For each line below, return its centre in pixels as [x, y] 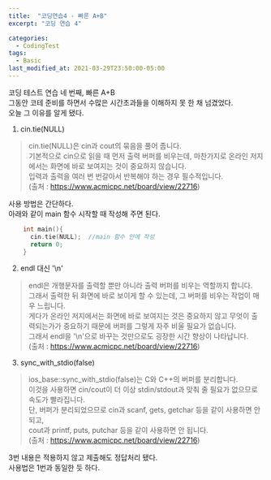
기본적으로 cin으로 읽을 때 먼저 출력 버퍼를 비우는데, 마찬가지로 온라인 [138, 156]
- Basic [29, 61]
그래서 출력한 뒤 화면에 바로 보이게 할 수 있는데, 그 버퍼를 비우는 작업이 [140, 296]
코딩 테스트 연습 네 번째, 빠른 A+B [62, 92]
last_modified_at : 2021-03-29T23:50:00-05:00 [86, 69]
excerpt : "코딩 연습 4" [45, 24]
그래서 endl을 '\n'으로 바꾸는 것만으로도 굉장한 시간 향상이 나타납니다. [138, 336]
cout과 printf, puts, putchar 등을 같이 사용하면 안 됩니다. [118, 430]
